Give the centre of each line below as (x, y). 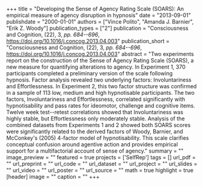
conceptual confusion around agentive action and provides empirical (92, 144)
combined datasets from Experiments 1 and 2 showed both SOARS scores (98, 125)
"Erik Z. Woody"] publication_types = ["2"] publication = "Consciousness (98, 28)
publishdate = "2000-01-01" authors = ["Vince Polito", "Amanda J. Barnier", (100, 22)
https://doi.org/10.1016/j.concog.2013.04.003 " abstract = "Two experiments (100, 54)
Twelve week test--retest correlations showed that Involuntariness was (95, 112)
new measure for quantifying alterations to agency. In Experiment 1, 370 (96, 67)
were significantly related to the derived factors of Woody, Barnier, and (95, 131)
